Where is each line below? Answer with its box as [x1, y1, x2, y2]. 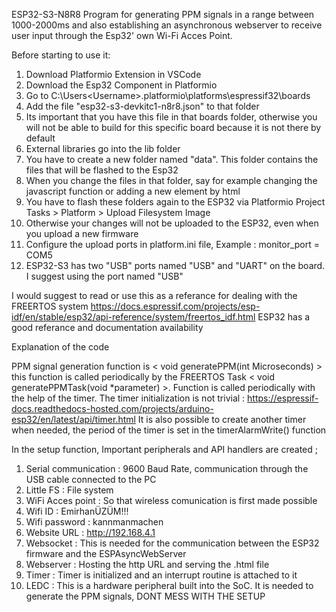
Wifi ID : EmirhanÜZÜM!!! [25, 505, 129, 517]
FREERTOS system [11, 300, 89, 312]
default [25, 132, 56, 144]
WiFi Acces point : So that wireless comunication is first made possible [25, 495, 318, 506]
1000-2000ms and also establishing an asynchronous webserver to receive [11, 19, 323, 31]
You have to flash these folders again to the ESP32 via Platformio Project [25, 196, 326, 208]
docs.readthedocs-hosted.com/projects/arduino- [11, 403, 214, 414]
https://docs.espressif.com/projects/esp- [90, 300, 261, 312]
